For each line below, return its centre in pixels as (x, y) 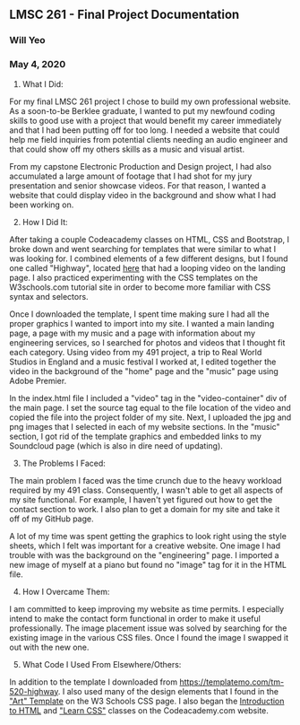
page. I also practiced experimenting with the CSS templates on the (133, 277)
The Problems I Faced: (64, 463)
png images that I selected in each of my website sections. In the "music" (145, 426)
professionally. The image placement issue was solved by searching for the (148, 628)
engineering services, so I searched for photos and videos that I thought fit (147, 342)
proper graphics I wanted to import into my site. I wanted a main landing (142, 323)
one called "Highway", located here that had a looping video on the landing (148, 267)
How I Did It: (45, 222)
